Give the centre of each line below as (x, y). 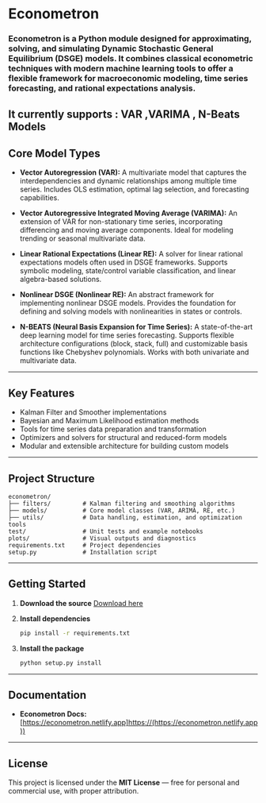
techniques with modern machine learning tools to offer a (121, 68)
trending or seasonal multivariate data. (82, 238)
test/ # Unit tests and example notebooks (106, 531)
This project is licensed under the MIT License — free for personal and (124, 782)
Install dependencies (55, 618)
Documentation (47, 695)
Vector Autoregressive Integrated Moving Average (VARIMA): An (128, 213)
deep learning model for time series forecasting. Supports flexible (127, 335)
